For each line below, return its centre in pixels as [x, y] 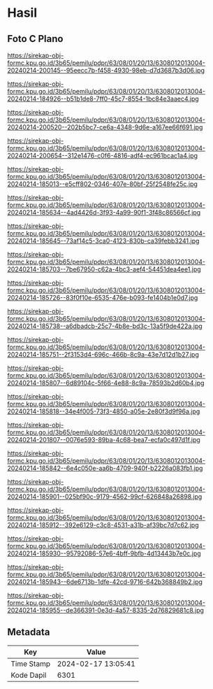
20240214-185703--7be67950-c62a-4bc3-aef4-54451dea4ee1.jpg [104, 269]
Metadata [29, 632]
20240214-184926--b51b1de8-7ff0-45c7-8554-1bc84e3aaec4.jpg [103, 99]
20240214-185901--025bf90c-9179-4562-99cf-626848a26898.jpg [105, 497]
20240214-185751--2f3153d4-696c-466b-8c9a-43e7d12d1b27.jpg [103, 354]
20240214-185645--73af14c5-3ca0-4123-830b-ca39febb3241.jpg [103, 241]
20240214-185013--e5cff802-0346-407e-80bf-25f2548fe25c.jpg [102, 184]
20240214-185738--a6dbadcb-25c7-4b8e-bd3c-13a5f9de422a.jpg [105, 326]
